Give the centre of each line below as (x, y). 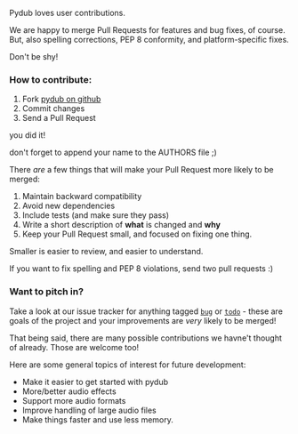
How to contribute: (51, 79)
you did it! (28, 135)
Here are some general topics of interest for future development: (128, 365)
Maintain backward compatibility (82, 197)
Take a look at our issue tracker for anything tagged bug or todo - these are (146, 311)
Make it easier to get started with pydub (95, 382)
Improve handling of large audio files (89, 410)
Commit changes (53, 108)
